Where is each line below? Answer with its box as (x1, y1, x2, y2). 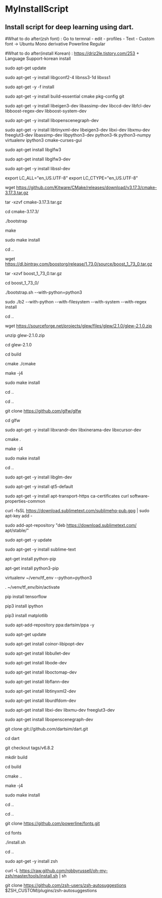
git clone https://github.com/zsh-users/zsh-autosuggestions (5, 882, 126, 888)
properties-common (5, 499, 45, 504)
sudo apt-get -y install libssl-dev (5, 166, 71, 171)
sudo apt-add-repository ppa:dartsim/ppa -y (5, 622, 95, 628)
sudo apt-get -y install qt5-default (5, 484, 73, 489)
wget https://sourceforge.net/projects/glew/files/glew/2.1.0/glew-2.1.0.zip (5, 323, 152, 329)
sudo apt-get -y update (5, 537, 52, 542)
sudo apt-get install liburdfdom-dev (5, 698, 76, 703)
